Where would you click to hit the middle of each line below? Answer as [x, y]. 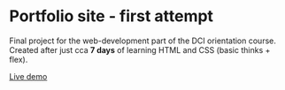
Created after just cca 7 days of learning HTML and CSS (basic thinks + [140, 49]
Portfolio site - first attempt [112, 16]
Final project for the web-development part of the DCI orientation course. [143, 41]
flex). [19, 59]
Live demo [28, 76]
